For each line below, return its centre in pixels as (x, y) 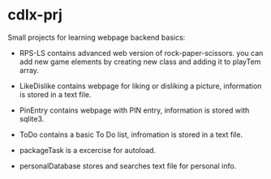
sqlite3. (32, 118)
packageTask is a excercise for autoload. (87, 150)
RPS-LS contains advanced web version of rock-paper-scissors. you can (141, 53)
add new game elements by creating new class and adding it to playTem (140, 62)
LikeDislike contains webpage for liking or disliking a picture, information (140, 86)
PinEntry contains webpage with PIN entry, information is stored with (134, 110)
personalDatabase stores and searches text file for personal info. (128, 166)
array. (29, 70)
